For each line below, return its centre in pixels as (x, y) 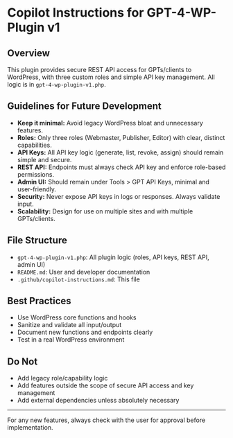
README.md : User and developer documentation (84, 272)
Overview (29, 53)
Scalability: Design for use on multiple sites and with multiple (105, 211)
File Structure (37, 240)
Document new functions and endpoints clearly (85, 332)
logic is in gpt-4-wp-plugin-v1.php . (57, 84)
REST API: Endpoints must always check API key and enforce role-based (121, 167)
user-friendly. (37, 189)
